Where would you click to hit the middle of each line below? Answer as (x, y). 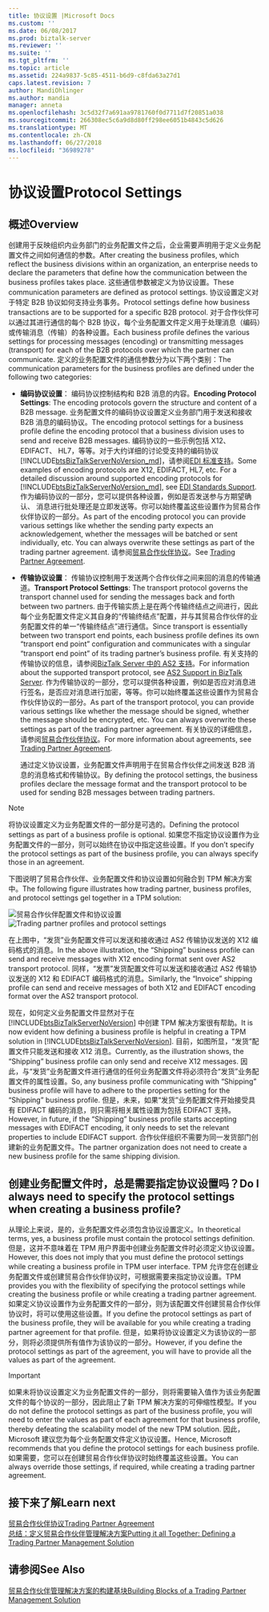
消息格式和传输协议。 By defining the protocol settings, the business (146, 775)
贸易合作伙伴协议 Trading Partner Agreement (81, 1523)
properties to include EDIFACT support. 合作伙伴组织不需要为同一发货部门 (130, 1138)
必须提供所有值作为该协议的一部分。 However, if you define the (139, 1342)
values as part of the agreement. (62, 1360)
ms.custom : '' (32, 23)
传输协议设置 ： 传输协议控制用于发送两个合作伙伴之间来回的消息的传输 (137, 578)
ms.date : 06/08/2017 (43, 31)
